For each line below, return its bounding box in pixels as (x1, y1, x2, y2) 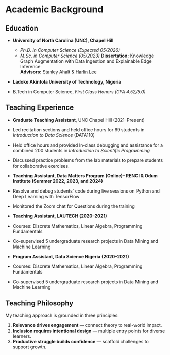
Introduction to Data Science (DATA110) (12, 132, 95, 138)
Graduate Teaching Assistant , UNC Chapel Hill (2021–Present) (12, 117, 145, 123)
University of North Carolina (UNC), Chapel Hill (12, 37, 114, 43)
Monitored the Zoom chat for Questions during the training (12, 203, 135, 209)
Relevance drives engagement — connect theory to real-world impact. (12, 322, 162, 328)
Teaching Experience (5, 103, 74, 112)
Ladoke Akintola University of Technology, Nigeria (12, 79, 121, 85)
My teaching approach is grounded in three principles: (5, 312, 119, 318)
